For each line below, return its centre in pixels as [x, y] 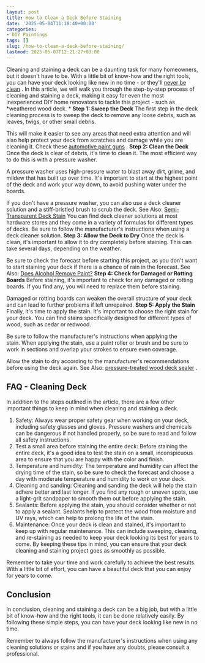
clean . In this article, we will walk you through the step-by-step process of [100, 89]
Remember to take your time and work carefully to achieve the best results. [101, 562]
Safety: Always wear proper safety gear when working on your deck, [102, 420]
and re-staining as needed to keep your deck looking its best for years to [107, 537]
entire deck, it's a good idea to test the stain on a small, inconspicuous [104, 453]
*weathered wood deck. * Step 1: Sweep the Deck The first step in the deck [102, 109]
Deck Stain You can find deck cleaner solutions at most [108, 216]
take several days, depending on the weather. [64, 248]
